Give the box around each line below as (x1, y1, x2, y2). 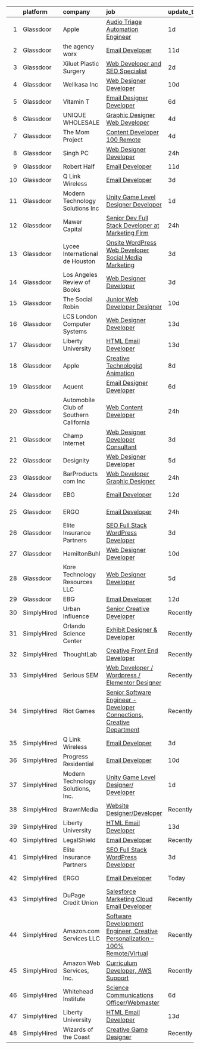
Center (62, 637, 82, 645)
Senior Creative (106, 605, 150, 613)
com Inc (62, 477, 86, 485)
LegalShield (62, 836, 96, 844)
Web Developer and (106, 60, 162, 67)
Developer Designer (106, 303, 162, 311)
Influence (62, 612, 89, 620)
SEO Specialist (106, 67, 147, 75)
